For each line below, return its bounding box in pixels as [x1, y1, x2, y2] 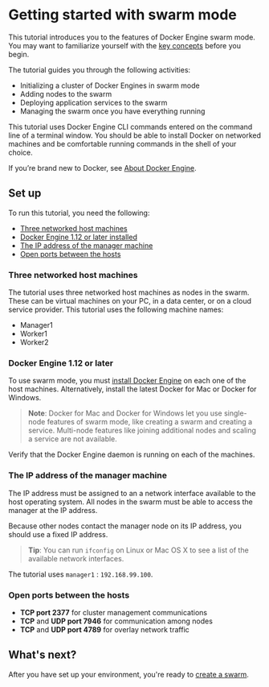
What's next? [8, 648, 77, 662]
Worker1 [19, 329, 48, 339]
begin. [8, 49, 30, 59]
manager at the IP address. [8, 505, 98, 515]
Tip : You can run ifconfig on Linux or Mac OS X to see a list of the [27, 545, 249, 555]
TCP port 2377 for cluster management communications [19, 607, 207, 617]
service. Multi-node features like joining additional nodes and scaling [27, 425, 257, 436]
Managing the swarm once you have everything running [19, 106, 206, 116]
